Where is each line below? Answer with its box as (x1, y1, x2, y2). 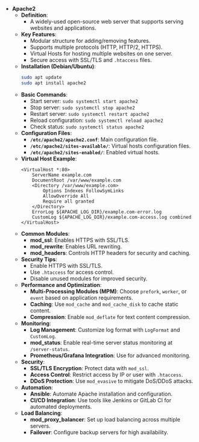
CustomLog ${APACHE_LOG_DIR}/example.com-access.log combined (32, 214, 192, 220)
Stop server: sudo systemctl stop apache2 (30, 104, 136, 111)
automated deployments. (30, 403, 92, 410)
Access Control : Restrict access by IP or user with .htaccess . (30, 371, 183, 378)
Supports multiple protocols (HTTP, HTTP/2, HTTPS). (30, 43, 163, 51)
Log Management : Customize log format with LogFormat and (30, 326, 180, 333)
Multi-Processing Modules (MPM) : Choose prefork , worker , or (30, 288, 187, 295)
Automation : (21, 384, 53, 391)
